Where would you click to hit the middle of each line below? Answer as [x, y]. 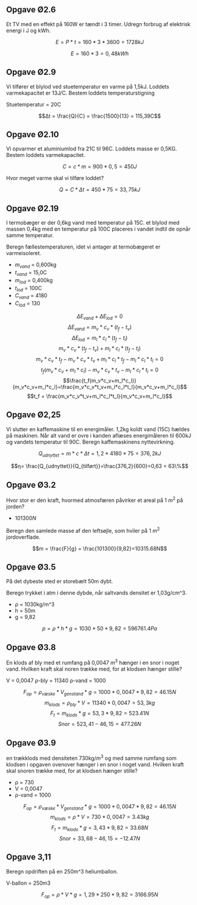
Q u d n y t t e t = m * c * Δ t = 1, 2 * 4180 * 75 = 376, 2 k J [100, 454]
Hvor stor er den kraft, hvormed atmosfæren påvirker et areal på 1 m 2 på [95, 500]
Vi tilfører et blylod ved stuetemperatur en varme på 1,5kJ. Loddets [88, 86]
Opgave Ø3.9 [31, 743]
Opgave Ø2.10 [33, 135]
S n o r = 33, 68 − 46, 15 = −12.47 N [100, 838]
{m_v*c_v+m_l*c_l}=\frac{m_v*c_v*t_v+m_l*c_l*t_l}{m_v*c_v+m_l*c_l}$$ [100, 386]
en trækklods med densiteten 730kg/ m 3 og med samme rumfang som [91, 758]
